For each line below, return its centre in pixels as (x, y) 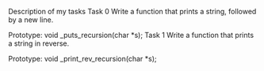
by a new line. (31, 20)
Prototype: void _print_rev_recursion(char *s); (82, 59)
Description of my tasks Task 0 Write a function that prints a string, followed (132, 11)
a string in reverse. (39, 43)
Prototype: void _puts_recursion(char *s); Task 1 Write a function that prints (131, 35)
